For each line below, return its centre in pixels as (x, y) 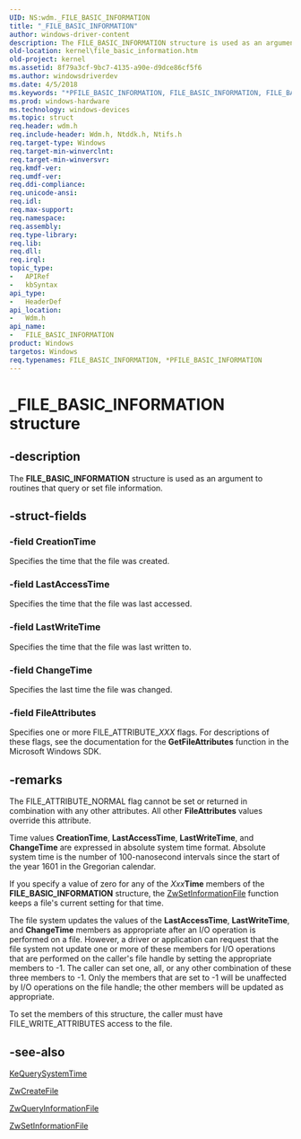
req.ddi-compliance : (48, 185)
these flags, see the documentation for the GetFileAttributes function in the (149, 742)
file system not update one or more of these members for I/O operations (142, 949)
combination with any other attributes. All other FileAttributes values (136, 811)
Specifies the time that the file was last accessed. (101, 604)
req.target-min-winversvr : (60, 159)
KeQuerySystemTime (48, 1073)
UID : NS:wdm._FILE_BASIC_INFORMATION (80, 18)
